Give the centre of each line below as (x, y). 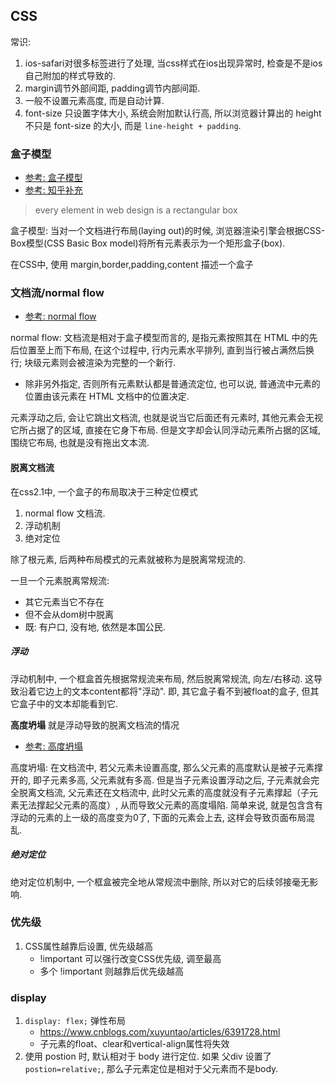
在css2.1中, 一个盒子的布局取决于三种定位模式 (104, 491)
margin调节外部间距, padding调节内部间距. (112, 88)
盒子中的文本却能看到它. (68, 703)
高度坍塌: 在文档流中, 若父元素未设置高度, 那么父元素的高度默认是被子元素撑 (166, 767)
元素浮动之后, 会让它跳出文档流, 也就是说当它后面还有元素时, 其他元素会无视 (166, 418)
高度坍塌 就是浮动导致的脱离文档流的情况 (95, 725)
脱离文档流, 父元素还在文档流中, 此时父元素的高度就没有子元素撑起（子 (164, 792)
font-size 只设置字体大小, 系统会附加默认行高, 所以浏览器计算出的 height (173, 113)
